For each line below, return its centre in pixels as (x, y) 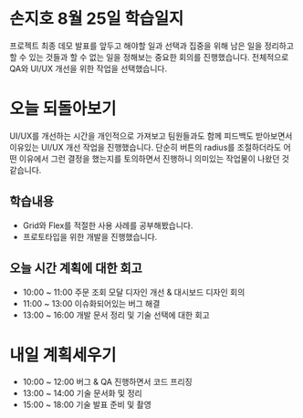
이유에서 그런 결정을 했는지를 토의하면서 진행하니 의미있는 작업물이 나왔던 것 (154, 158)
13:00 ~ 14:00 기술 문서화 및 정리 (83, 393)
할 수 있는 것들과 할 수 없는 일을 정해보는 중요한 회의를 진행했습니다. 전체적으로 (149, 57)
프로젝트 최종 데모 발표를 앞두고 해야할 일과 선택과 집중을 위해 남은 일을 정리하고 (152, 46)
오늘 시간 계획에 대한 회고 (76, 269)
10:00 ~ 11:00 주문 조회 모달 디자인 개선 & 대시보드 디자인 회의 (134, 292)
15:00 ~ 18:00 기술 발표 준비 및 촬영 (87, 405)
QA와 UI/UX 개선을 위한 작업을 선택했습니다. (88, 68)
